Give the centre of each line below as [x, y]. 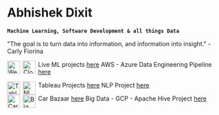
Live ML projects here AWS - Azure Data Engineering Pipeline [125, 64]
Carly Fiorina [25, 51]
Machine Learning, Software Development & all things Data [93, 31]
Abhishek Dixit [50, 13]
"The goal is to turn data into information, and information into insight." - [109, 43]
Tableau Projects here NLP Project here [94, 85]
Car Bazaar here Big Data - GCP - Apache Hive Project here [123, 98]
